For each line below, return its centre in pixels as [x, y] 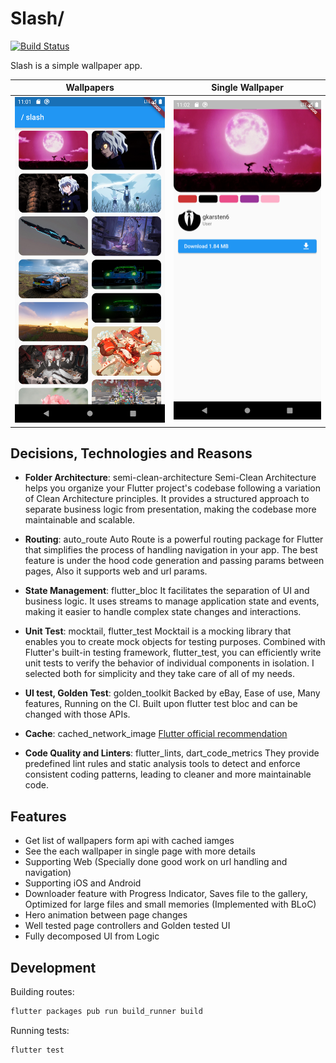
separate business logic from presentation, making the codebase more [170, 509]
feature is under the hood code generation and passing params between [174, 561]
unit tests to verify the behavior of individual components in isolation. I [169, 663]
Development [53, 967]
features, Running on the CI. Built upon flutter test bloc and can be [161, 704]
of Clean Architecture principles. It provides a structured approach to [167, 499]
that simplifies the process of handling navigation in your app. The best [171, 550]
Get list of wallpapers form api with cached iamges [129, 841]
